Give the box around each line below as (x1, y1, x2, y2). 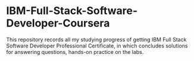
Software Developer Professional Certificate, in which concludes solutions (6, 42, 188, 49)
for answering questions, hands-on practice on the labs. (6, 48, 144, 55)
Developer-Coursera (6, 16, 110, 30)
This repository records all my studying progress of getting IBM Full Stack (6, 36, 187, 43)
